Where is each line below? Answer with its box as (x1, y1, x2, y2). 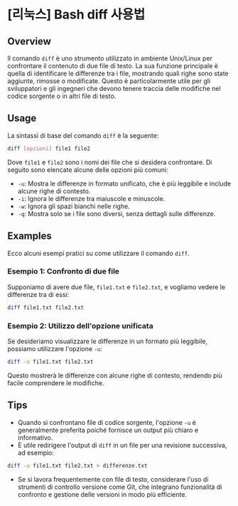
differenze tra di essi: (7, 290, 70, 298)
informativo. (17, 433, 53, 441)
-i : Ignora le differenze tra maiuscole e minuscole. (17, 194, 166, 203)
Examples (7, 230, 52, 242)
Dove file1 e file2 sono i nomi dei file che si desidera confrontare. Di (7, 158, 212, 166)
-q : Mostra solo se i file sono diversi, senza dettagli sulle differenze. (17, 209, 216, 217)
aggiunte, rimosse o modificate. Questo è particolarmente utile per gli (7, 77, 211, 85)
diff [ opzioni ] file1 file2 (7, 145, 91, 152)
